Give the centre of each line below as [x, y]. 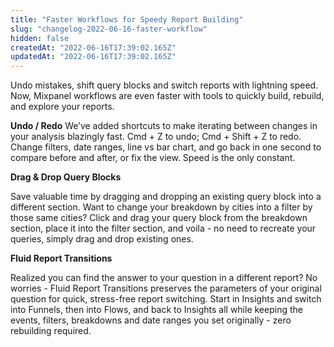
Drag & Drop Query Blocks [66, 177]
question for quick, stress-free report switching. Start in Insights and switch [166, 299]
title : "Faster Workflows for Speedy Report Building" [127, 19]
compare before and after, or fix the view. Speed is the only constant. [153, 158]
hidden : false [40, 38]
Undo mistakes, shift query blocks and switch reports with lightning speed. [164, 85]
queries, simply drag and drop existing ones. [102, 239]
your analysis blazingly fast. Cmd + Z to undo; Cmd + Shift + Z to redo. [156, 137]
